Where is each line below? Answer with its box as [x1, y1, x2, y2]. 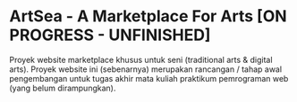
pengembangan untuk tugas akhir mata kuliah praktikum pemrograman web [9, 73, 289, 83]
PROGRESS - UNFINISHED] [9, 25, 211, 45]
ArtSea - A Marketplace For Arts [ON [9, 6, 288, 27]
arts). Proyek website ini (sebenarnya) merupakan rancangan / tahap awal [9, 64, 283, 75]
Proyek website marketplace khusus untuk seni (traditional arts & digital [9, 54, 273, 65]
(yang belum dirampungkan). [9, 82, 116, 93]
